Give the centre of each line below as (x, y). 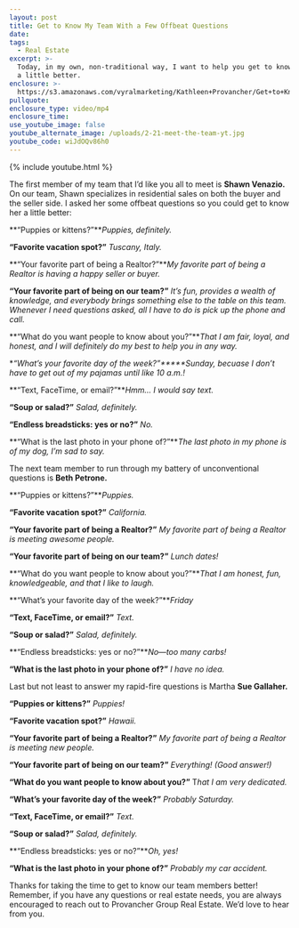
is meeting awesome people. (62, 538)
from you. (27, 914)
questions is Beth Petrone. (58, 478)
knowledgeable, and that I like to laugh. (82, 583)
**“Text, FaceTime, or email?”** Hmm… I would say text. (111, 390)
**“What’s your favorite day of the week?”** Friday (101, 600)
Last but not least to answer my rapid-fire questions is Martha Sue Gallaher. (149, 686)
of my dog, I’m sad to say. (57, 451)
